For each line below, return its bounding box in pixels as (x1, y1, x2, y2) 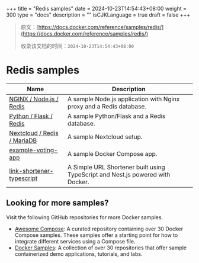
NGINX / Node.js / (9, 95, 59, 103)
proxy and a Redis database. (67, 102, 147, 110)
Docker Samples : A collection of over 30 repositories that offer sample (14, 244, 187, 251)
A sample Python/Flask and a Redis (67, 112, 166, 120)
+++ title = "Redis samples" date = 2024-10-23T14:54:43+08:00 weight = (6, 5, 187, 12)
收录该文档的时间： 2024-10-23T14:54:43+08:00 (20, 43, 134, 49)
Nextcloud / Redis (9, 129, 59, 137)
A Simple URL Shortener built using (67, 163, 166, 171)
